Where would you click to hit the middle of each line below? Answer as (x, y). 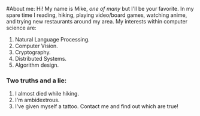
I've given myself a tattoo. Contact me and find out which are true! (96, 106)
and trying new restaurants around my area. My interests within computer (97, 21)
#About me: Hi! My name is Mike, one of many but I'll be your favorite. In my (100, 9)
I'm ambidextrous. (37, 100)
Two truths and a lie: (37, 81)
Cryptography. (33, 52)
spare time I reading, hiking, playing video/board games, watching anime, (97, 15)
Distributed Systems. (41, 59)
